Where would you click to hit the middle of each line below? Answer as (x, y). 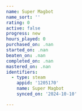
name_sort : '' (23, 17)
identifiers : (22, 72)
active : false (23, 28)
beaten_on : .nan (26, 56)
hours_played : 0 (26, 39)
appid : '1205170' (38, 83)
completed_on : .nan (30, 61)
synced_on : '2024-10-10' (47, 94)
